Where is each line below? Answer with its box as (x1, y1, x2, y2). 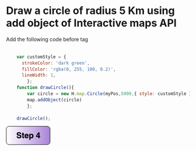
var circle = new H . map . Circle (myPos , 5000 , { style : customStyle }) (27, 91, 194, 97)
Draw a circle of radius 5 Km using (6, 4, 175, 17)
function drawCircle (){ (16, 85, 75, 91)
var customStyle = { (16, 54, 66, 59)
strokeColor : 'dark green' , (21, 60, 90, 66)
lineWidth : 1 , (21, 72, 57, 78)
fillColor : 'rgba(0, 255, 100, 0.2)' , (21, 66, 116, 72)
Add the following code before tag (6, 36, 89, 43)
